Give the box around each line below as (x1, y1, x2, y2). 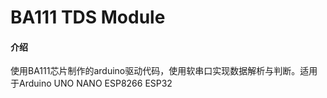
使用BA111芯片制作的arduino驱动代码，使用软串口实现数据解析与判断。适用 (10, 65, 318, 77)
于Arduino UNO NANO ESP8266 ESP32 (10, 77, 173, 90)
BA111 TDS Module (10, 6, 166, 29)
